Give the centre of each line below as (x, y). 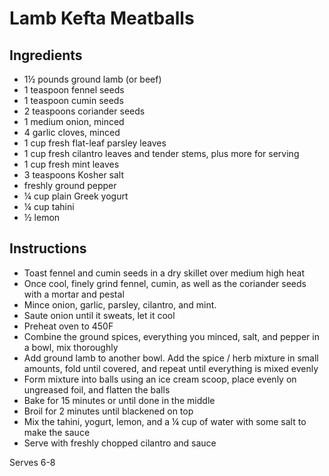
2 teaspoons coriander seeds (84, 111)
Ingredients (46, 55)
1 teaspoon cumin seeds (73, 100)
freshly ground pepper (70, 185)
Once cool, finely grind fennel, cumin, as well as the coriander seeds (165, 283)
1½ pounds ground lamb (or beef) (92, 79)
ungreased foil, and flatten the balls (97, 389)
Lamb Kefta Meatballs (102, 18)
